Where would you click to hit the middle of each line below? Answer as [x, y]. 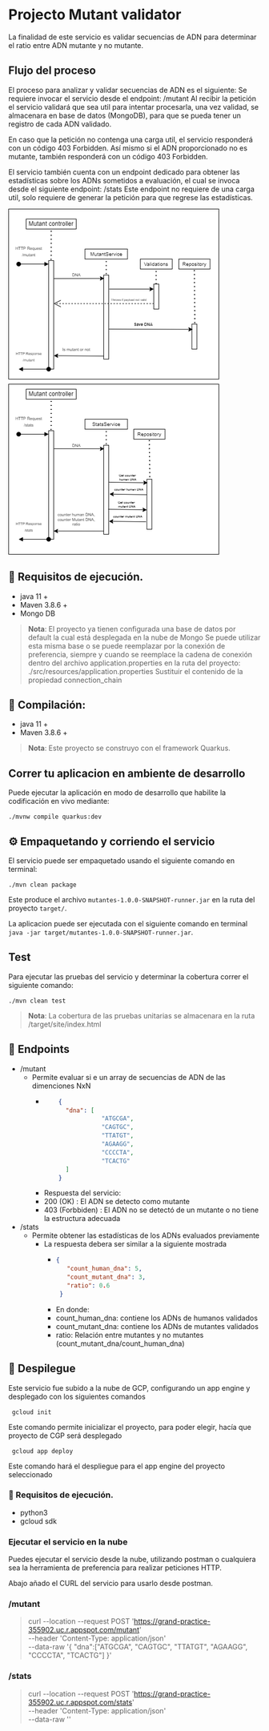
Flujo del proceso [52, 71]
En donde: [72, 1309]
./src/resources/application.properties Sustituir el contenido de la [135, 671]
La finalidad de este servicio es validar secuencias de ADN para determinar [132, 37]
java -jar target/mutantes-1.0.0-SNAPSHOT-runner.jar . [101, 932]
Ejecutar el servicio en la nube [68, 1541]
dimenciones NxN [61, 1086]
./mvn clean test [37, 1001]
